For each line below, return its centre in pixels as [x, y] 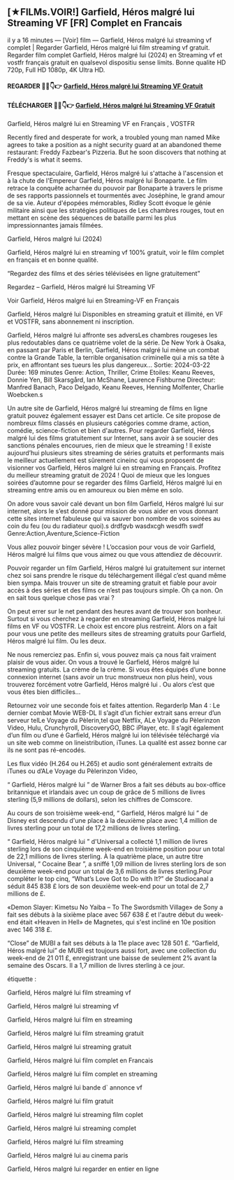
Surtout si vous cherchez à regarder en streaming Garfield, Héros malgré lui [116, 618]
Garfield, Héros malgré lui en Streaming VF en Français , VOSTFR [101, 123]
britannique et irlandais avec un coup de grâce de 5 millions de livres [107, 792]
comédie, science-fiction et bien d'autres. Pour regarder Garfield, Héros [111, 430]
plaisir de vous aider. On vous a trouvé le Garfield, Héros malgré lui [103, 662]
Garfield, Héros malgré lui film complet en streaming [82, 1074]
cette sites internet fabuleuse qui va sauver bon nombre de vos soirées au [114, 518]
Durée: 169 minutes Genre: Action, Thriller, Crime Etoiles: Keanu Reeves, [111, 372]
